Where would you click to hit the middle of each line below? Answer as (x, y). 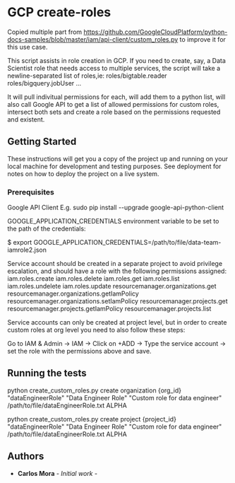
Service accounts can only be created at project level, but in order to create (117, 322)
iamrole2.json (27, 250)
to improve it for (203, 39)
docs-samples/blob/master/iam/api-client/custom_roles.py (93, 39)
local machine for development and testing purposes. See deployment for (114, 166)
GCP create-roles (59, 12)
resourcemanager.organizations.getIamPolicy (73, 293)
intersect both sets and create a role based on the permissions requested (114, 112)
